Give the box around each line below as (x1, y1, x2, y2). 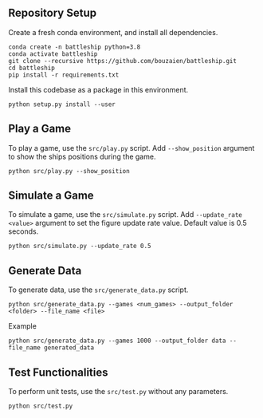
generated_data (43, 344, 94, 352)
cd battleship (8, 64, 56, 72)
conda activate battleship (8, 49, 98, 58)
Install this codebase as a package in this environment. (8, 85, 189, 94)
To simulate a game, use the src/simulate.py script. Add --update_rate (8, 210, 243, 219)
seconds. (8, 227, 39, 236)
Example (8, 321, 37, 331)
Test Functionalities (8, 365, 108, 379)
